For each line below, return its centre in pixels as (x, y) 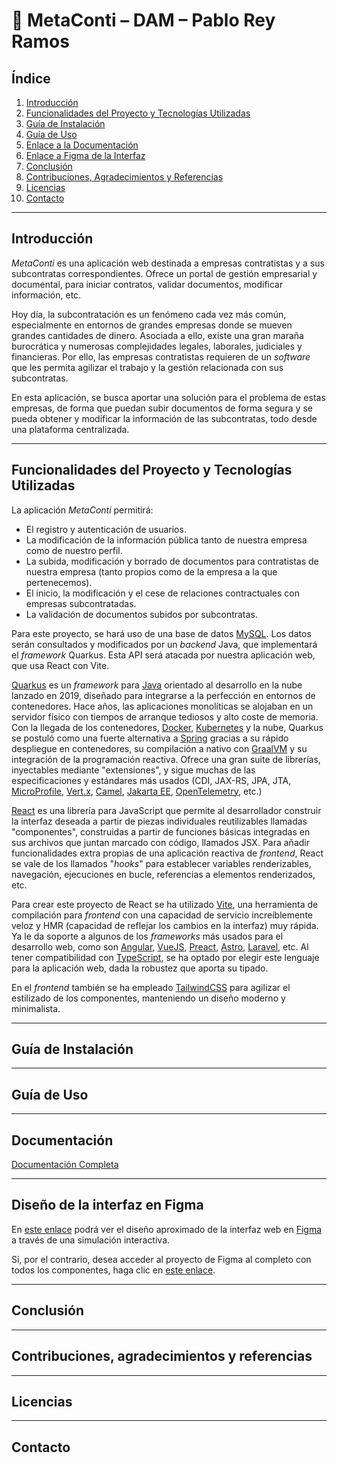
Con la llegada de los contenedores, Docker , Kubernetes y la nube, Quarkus (167, 727)
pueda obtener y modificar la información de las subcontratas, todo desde (164, 418)
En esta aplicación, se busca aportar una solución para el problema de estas (168, 397)
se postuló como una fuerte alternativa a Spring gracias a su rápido (150, 738)
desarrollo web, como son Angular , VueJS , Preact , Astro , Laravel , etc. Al (160, 946)
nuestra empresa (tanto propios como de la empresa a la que (151, 571)
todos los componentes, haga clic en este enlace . (113, 1270)
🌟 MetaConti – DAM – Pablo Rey (143, 20)
